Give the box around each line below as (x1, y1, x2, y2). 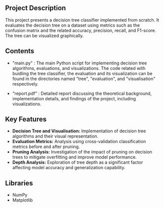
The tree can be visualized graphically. (5, 32, 84, 38)
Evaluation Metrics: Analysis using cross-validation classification (12, 139, 146, 145)
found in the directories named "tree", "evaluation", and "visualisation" (12, 76, 156, 82)
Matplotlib (12, 197, 33, 203)
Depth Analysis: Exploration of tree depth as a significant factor (12, 159, 143, 165)
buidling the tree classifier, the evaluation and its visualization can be (12, 70, 153, 76)
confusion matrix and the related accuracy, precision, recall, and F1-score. (5, 27, 157, 33)
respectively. (12, 81, 39, 87)
